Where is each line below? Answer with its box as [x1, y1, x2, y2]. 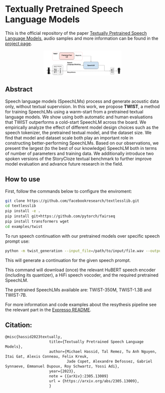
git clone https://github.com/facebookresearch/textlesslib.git [5, 198, 139, 203]
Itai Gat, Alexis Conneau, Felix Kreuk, [5, 354, 89, 359]
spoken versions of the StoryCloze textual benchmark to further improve [5, 156, 152, 162]
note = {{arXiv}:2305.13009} [49, 374, 109, 379]
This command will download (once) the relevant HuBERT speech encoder [5, 267, 156, 273]
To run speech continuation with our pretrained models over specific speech [5, 233, 160, 239]
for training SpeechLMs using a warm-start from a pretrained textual [5, 109, 143, 114]
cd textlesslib [5, 203, 36, 208]
